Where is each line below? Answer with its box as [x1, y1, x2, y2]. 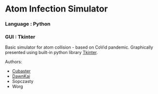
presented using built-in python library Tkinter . [5, 50, 98, 55]
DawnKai [12, 73, 31, 79]
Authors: [5, 59, 22, 65]
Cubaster [12, 68, 31, 74]
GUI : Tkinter [5, 34, 35, 40]
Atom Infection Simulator [5, 3, 108, 14]
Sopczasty [12, 79, 34, 84]
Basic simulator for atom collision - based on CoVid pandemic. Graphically [5, 44, 154, 50]
